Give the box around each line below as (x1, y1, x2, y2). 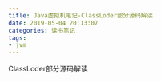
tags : (8, 33, 26, 42)
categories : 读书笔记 (8, 26, 76, 34)
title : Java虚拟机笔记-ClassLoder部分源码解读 (8, 11, 154, 20)
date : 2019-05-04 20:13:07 (8, 19, 99, 27)
